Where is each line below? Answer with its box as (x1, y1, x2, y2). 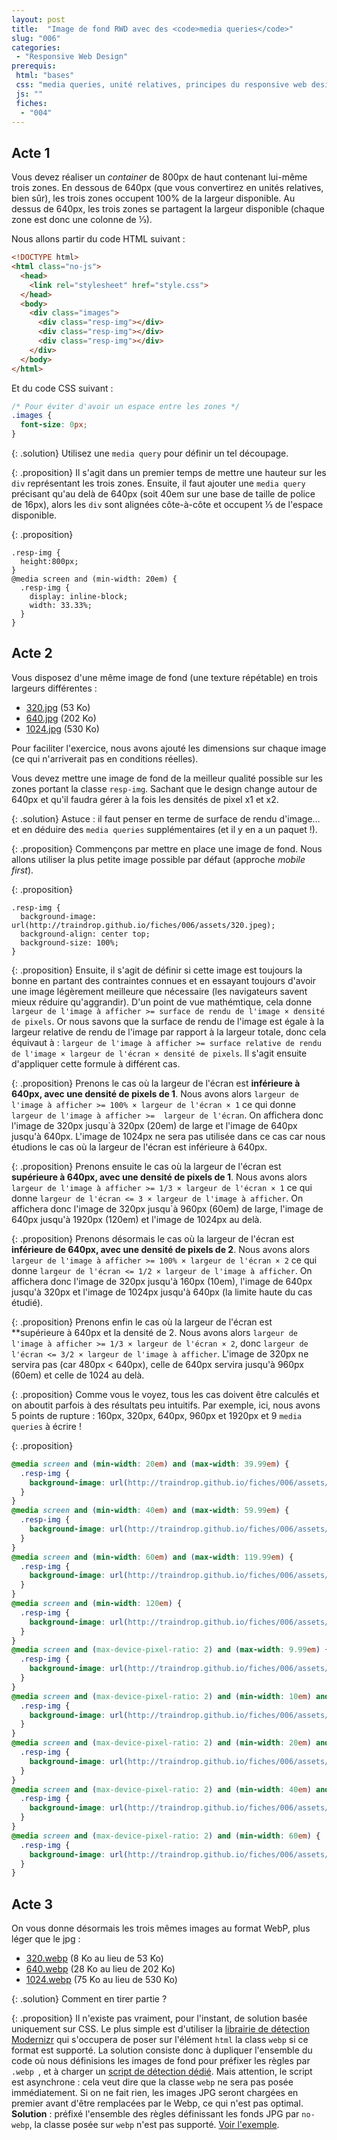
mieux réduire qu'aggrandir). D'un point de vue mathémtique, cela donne (11, 996, 313, 1008)
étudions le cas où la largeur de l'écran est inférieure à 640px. (11, 1141, 268, 1153)
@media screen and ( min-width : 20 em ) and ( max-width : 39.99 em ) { (11, 1459, 290, 1469)
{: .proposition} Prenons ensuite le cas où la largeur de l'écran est (11, 1160, 282, 1172)
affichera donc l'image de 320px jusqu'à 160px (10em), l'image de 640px (11, 1275, 313, 1287)
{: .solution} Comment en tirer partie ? (11, 1993, 168, 2005)
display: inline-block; (29, 592, 129, 602)
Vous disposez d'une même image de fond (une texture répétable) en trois (11, 671, 318, 683)
